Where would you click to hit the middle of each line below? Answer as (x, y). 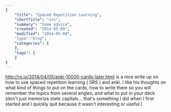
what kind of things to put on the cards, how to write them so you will (78, 88)
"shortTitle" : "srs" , (37, 19)
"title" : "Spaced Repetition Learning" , (58, 15)
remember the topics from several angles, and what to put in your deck (80, 93)
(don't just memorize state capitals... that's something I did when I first (80, 99)
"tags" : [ (25, 53)
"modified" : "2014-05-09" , (43, 34)
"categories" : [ (32, 43)
